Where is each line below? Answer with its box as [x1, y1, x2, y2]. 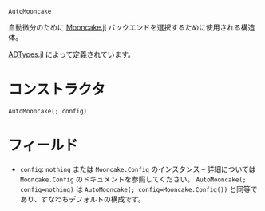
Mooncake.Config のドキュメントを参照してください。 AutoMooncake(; [19, 174, 247, 184]
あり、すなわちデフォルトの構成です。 [19, 194, 145, 204]
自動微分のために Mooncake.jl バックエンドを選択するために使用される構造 [8, 22, 255, 32]
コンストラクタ [8, 81, 106, 99]
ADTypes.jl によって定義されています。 [8, 50, 136, 59]
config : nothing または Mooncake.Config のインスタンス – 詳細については [19, 164, 256, 173]
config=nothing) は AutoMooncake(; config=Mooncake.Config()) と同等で [19, 184, 258, 193]
